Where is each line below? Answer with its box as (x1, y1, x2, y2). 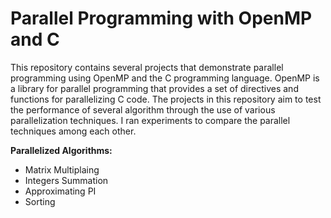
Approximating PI (24, 185, 97, 197)
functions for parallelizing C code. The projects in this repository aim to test (10, 93, 322, 105)
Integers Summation (24, 174, 109, 186)
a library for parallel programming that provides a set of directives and (10, 82, 299, 94)
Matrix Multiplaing (24, 163, 100, 176)
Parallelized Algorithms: (10, 144, 113, 156)
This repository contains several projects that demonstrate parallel (10, 61, 284, 73)
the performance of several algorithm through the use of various (10, 103, 276, 116)
